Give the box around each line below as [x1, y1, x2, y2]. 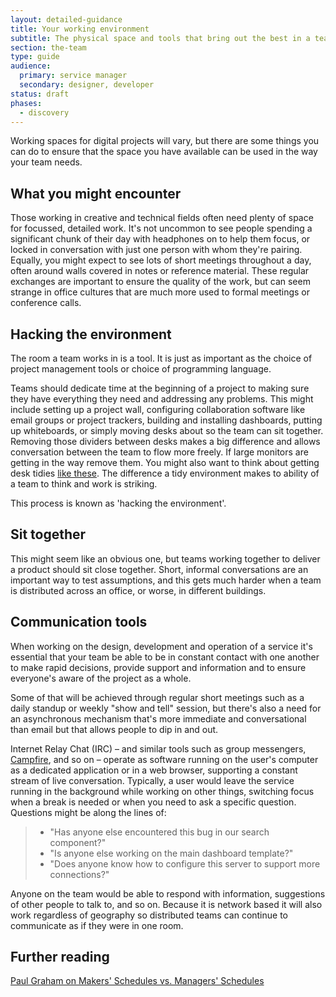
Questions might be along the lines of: [10, 806, 167, 818]
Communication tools [10, 614, 148, 631]
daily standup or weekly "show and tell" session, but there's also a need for [10, 702, 322, 714]
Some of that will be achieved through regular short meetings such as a [10, 691, 305, 703]
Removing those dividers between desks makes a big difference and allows [10, 436, 321, 447]
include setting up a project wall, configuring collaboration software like [10, 404, 306, 415]
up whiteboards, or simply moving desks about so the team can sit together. [10, 425, 324, 436]
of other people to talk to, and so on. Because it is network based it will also [10, 898, 323, 910]
